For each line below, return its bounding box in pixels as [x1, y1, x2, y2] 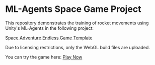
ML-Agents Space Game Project [5, 3, 142, 15]
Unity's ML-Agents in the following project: [5, 25, 94, 31]
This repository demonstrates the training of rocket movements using [5, 20, 149, 26]
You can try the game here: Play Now [5, 54, 83, 60]
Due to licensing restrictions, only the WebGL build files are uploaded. [5, 44, 150, 50]
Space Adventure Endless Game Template [5, 35, 93, 41]
